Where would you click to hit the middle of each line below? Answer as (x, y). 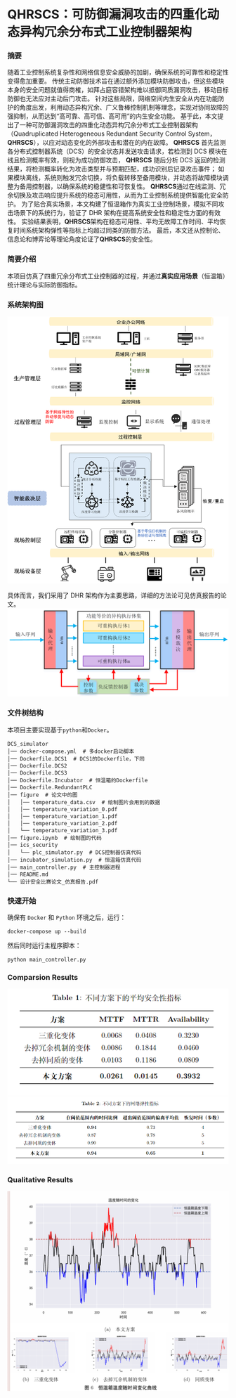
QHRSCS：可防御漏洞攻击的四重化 (107, 14)
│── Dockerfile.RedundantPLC (50, 787)
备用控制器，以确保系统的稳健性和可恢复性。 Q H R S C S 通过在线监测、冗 (123, 186)
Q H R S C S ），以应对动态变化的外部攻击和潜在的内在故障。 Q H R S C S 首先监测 (117, 143)
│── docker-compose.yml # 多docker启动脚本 (71, 751)
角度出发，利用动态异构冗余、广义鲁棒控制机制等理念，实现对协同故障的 (124, 108)
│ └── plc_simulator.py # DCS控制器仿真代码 (74, 852)
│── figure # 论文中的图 (42, 795)
